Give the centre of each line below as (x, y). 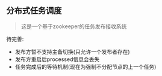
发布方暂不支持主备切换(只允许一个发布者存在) (73, 51)
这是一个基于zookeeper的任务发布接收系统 (74, 26)
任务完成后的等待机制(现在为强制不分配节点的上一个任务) (86, 66)
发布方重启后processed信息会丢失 (57, 59)
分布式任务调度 (34, 11)
